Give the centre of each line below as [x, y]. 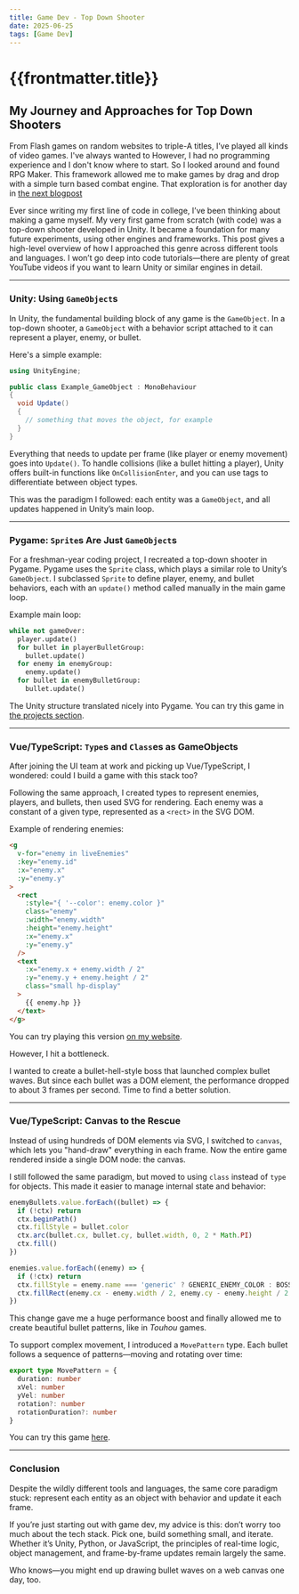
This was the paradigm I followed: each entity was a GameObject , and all [140, 499]
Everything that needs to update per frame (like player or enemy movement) [149, 453]
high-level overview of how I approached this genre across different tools [144, 248]
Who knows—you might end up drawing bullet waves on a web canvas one [147, 1570]
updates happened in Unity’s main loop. [82, 508]
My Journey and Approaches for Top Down [131, 111]
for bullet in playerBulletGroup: [81, 647]
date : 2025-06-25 [41, 26]
